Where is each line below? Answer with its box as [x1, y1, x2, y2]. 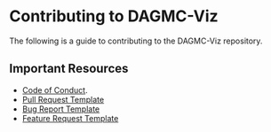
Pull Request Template [21, 94, 105, 105]
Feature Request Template [21, 113, 119, 123]
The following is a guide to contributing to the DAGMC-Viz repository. [9, 35, 263, 46]
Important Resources [9, 61, 129, 76]
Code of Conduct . [21, 84, 88, 95]
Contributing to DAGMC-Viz [9, 6, 219, 27]
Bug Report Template [21, 104, 100, 114]
